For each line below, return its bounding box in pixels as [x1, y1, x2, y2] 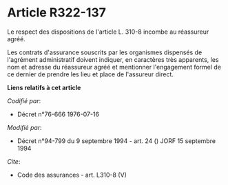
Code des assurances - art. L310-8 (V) [17, 171, 127, 179]
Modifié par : [7, 123, 43, 131]
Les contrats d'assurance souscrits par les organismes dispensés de [7, 48, 203, 56]
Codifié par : [7, 96, 41, 105]
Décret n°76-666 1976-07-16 [17, 110, 100, 118]
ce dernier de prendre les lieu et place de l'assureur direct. [7, 70, 174, 78]
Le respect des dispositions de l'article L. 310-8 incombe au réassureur [7, 28, 209, 36]
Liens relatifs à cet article [7, 83, 81, 91]
